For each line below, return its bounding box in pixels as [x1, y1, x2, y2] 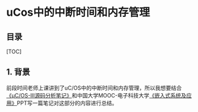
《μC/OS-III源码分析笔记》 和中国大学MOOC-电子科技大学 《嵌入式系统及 [6, 91, 186, 99]
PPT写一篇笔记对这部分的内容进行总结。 [17, 99, 117, 107]
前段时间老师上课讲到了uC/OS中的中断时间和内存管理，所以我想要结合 [6, 84, 182, 91]
